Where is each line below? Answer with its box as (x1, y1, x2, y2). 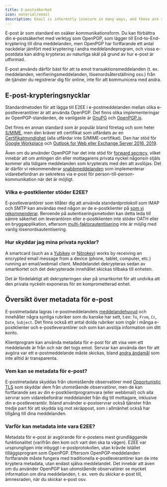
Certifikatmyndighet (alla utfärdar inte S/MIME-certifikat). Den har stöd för (5, 135, 157, 141)
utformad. (5, 57, 25, 63)
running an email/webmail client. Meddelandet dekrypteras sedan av (5, 260, 146, 266)
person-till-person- (95, 171, 135, 177)
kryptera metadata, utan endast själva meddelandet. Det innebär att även (5, 461, 155, 467)
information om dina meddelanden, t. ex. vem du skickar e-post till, (5, 471, 143, 477)
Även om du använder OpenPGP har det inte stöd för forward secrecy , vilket (5, 150, 161, 156)
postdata (5, 51, 23, 57)
